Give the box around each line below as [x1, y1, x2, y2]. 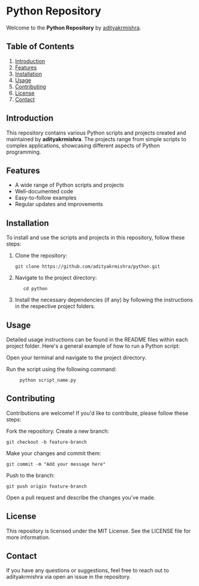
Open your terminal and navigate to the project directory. [6, 354, 147, 361]
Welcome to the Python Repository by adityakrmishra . [6, 24, 141, 31]
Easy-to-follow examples [14, 194, 77, 202]
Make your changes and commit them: [6, 449, 101, 457]
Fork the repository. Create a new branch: [6, 427, 110, 435]
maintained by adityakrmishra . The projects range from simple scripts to [6, 135, 187, 142]
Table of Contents [6, 41, 75, 52]
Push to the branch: [6, 471, 55, 479]
